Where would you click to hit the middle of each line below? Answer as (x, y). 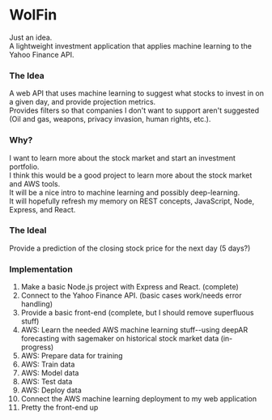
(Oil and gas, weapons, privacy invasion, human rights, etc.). (110, 119)
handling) (37, 304)
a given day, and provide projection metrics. (83, 102)
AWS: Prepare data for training (72, 356)
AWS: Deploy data (51, 390)
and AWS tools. (35, 183)
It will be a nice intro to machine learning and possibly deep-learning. (125, 192)
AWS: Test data (47, 382)
